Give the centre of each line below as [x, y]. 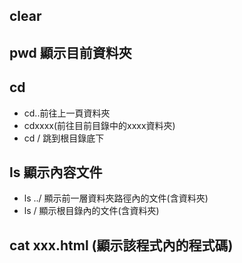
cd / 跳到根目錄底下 [64, 138]
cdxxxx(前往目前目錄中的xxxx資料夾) [99, 125]
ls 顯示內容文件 [56, 172]
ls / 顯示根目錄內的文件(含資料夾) [91, 211]
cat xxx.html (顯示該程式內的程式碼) [121, 245]
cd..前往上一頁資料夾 [67, 113]
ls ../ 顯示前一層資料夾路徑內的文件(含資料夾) [116, 198]
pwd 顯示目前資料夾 [70, 52]
